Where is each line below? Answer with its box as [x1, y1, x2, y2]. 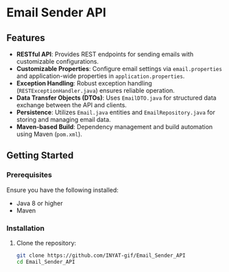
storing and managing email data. [16, 115, 111, 124]
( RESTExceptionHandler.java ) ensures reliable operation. [16, 87, 176, 94]
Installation [6, 223, 45, 233]
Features [6, 32, 45, 44]
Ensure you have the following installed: [6, 186, 119, 194]
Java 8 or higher [16, 199, 63, 207]
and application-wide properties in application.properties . [16, 72, 185, 80]
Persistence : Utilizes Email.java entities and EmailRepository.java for [16, 108, 215, 116]
